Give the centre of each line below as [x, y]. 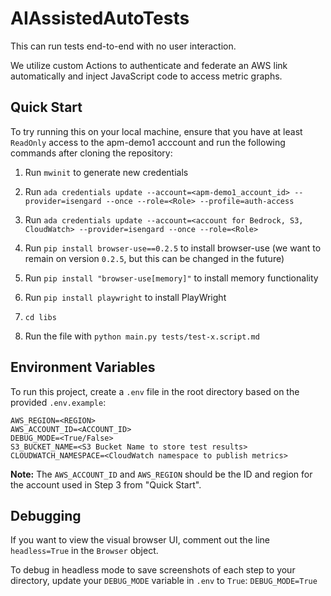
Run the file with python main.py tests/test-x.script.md [142, 336]
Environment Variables [83, 367]
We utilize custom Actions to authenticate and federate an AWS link [149, 65]
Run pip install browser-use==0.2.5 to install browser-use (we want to [173, 248]
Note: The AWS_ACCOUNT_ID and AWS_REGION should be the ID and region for [161, 474]
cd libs [40, 317]
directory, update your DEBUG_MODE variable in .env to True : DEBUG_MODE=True [164, 581]
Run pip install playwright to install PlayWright [125, 297]
